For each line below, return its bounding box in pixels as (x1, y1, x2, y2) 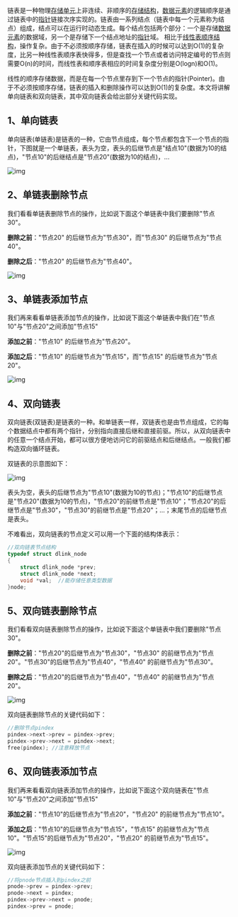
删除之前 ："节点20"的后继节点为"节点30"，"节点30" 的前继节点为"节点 (7, 649, 214, 657)
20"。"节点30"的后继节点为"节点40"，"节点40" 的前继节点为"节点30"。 (7, 658, 217, 666)
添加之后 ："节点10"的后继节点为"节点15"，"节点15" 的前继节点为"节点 (7, 824, 210, 833)
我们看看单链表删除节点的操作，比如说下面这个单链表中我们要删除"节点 (7, 209, 215, 217)
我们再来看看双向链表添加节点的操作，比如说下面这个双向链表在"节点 (7, 785, 209, 794)
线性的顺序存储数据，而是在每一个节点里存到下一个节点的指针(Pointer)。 (7, 74, 220, 83)
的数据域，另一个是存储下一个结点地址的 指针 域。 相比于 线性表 (20, 33, 202, 41)
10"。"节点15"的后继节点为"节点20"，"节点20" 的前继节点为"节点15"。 (7, 833, 212, 842)
